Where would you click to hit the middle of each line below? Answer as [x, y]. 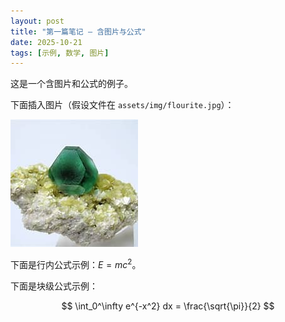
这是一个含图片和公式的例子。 [71, 84]
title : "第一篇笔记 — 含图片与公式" [78, 31]
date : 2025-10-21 [46, 42]
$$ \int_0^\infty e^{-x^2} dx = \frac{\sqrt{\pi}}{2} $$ [168, 306]
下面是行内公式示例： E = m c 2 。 [76, 263]
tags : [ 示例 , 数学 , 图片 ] [60, 53]
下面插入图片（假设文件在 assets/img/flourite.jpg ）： [122, 105]
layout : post [37, 21]
